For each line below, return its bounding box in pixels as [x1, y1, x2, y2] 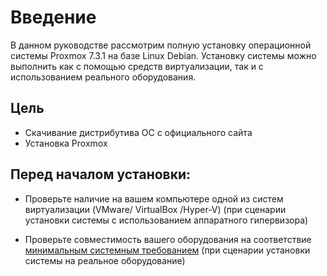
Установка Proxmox [24, 137, 108, 149]
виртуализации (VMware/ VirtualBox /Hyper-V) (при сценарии [24, 203, 287, 215]
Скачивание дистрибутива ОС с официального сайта [24, 126, 253, 138]
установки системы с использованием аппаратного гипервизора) [24, 214, 309, 226]
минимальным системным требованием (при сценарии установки [24, 244, 311, 256]
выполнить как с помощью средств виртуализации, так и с [10, 60, 264, 72]
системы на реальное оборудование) [24, 254, 186, 266]
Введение [10, 6, 97, 29]
